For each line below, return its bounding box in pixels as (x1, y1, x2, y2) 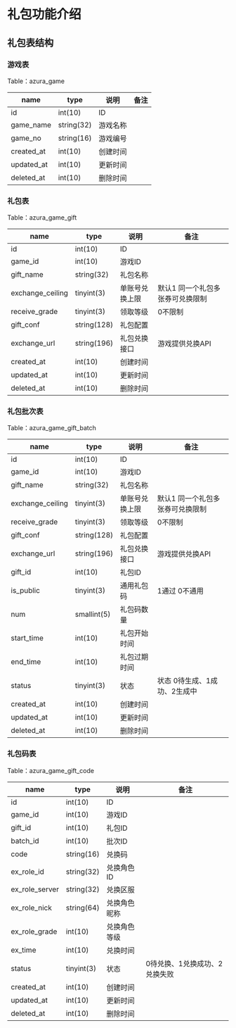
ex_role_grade (11, 927, 58, 936)
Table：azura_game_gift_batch (7, 424, 97, 432)
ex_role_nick (11, 903, 53, 913)
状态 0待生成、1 (157, 676, 211, 686)
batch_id (11, 836, 40, 846)
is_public (11, 586, 41, 596)
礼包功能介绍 (7, 6, 82, 23)
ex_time (11, 945, 37, 955)
